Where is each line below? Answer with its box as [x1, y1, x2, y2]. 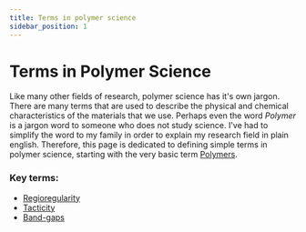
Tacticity [22, 202, 56, 213]
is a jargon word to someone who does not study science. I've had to [9, 120, 269, 131]
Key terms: [9, 172, 59, 185]
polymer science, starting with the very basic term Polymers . [9, 149, 239, 160]
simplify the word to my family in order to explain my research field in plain [9, 129, 290, 141]
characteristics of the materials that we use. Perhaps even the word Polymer [9, 110, 296, 121]
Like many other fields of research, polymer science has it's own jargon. [9, 91, 280, 102]
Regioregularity [22, 192, 80, 203]
